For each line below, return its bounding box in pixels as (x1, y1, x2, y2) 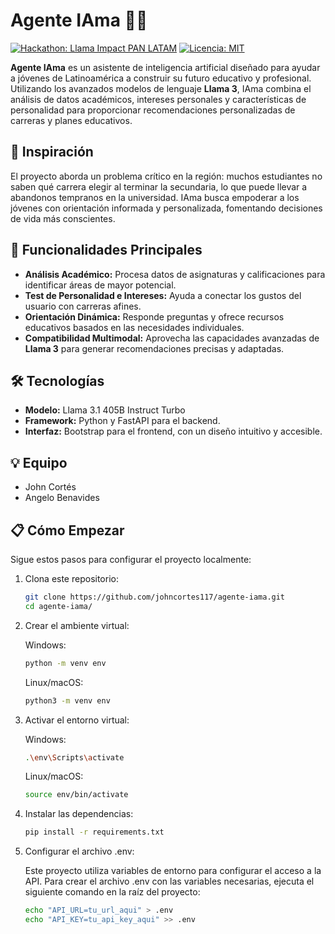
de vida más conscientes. (10, 212, 116, 224)
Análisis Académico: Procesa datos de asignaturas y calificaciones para (24, 268, 326, 280)
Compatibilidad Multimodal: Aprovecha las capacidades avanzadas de (24, 332, 320, 344)
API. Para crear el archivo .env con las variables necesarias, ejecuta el (24, 875, 315, 888)
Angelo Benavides (24, 492, 100, 504)
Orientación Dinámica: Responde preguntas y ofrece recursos (24, 310, 285, 323)
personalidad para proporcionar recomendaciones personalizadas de (10, 104, 296, 116)
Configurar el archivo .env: (24, 845, 135, 858)
